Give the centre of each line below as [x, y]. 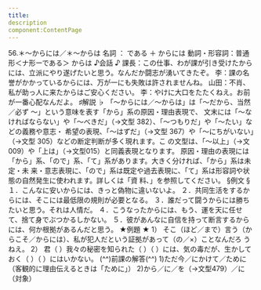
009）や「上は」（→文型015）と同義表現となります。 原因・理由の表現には [129, 151]
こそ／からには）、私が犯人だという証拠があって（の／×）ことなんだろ [128, 239]
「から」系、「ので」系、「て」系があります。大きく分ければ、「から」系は [126, 161]
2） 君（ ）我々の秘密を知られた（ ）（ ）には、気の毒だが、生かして [141, 249]
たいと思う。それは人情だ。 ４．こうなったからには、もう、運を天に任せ [125, 210]
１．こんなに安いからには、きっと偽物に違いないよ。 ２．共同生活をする [126, 190]
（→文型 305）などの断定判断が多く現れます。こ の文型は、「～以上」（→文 [129, 141]
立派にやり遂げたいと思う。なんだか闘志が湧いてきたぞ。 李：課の [136, 73]
